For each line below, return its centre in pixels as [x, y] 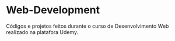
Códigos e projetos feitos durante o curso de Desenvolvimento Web [87, 26]
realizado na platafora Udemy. [42, 32]
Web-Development [53, 10]
